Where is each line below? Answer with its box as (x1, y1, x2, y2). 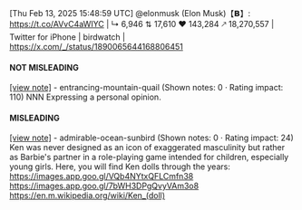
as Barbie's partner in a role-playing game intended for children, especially (9, 152, 289, 163)
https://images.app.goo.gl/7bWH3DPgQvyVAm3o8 (9, 180, 200, 192)
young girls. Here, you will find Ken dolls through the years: (9, 161, 231, 172)
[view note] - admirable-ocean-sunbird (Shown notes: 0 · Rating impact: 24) (9, 132, 295, 143)
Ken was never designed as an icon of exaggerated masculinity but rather (9, 142, 286, 153)
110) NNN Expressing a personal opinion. (9, 91, 161, 102)
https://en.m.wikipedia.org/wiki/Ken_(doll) (9, 190, 166, 201)
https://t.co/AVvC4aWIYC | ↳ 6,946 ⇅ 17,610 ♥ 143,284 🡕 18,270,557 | (9, 19, 275, 29)
